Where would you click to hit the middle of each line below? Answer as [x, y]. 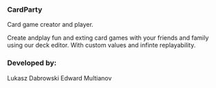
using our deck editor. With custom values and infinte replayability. [101, 45]
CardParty [25, 10]
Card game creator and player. [51, 25]
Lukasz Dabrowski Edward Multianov [60, 78]
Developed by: [32, 63]
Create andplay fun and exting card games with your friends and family [108, 38]
